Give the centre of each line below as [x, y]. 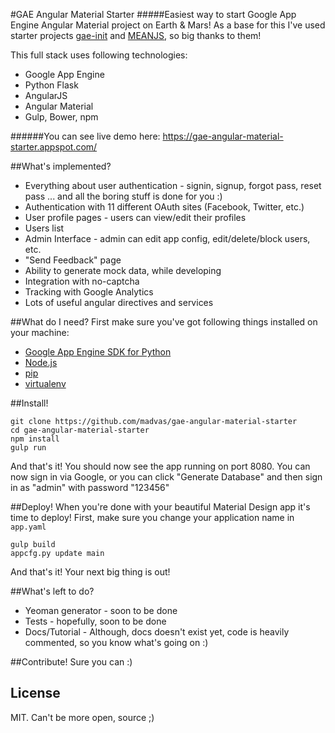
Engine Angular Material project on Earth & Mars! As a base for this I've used [168, 25]
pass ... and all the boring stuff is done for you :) [123, 196]
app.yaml [28, 527]
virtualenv [45, 383]
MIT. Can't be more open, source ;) [82, 717]
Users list [44, 228]
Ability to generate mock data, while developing [123, 270]
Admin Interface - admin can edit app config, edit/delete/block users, [167, 238]
